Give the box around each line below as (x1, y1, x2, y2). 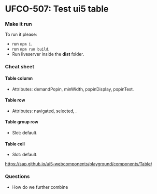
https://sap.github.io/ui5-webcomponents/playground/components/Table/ (5, 161, 153, 167)
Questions (5, 173, 30, 180)
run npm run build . (12, 46, 50, 52)
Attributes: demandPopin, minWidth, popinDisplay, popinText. (12, 86, 134, 92)
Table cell (5, 141, 25, 147)
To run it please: (5, 31, 37, 37)
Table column (5, 75, 33, 81)
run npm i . (12, 41, 32, 47)
